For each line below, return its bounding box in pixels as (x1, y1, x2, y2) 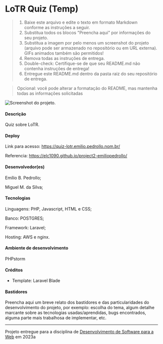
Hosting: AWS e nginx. (5, 234, 50, 240)
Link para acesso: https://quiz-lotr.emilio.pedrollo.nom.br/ (5, 144, 120, 150)
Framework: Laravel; (5, 224, 46, 230)
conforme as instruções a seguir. (24, 24, 90, 30)
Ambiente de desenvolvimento (5, 245, 69, 251)
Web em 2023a (5, 334, 36, 340)
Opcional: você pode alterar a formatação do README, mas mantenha (16, 85, 158, 91)
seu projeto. (24, 35, 49, 41)
